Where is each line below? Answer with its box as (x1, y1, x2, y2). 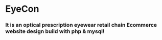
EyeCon (5, 3, 39, 15)
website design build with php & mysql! (5, 28, 105, 35)
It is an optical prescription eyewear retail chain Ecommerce (5, 22, 157, 29)
